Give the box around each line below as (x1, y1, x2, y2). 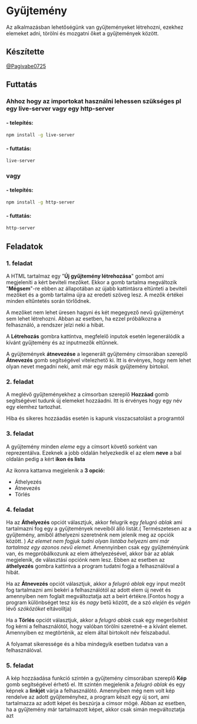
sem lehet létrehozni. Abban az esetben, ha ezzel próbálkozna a (6, 315, 162, 322)
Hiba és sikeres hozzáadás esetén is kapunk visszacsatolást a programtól (6, 415, 185, 422)
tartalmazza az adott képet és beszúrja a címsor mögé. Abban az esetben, (6, 700, 186, 707)
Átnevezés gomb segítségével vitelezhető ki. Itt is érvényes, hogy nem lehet (6, 356, 191, 363)
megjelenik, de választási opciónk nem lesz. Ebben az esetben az (6, 556, 165, 563)
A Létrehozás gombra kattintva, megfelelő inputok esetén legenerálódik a (6, 332, 185, 339)
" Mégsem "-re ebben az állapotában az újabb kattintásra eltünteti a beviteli (6, 285, 187, 292)
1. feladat (6, 259, 33, 267)
